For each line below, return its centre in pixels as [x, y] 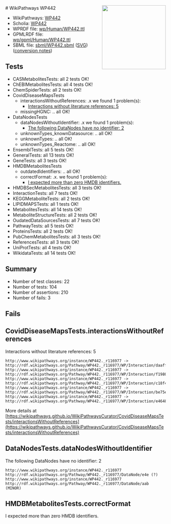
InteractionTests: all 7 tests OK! [45, 193]
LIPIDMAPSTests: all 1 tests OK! [46, 204]
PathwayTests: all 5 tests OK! [43, 226]
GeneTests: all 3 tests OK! [40, 160]
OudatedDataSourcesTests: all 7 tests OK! [56, 220]
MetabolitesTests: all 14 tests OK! [47, 209]
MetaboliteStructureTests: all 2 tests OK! [55, 215]
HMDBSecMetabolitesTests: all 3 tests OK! [57, 188]
